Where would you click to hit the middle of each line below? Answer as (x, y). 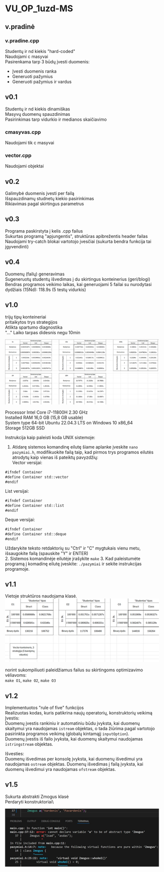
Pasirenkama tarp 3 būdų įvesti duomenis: (47, 61)
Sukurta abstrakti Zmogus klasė (37, 796)
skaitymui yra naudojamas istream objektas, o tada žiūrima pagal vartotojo (80, 728)
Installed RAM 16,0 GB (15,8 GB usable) (44, 417)
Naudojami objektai (24, 166)
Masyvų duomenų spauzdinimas (38, 114)
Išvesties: (15, 753)
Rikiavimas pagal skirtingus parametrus (45, 204)
